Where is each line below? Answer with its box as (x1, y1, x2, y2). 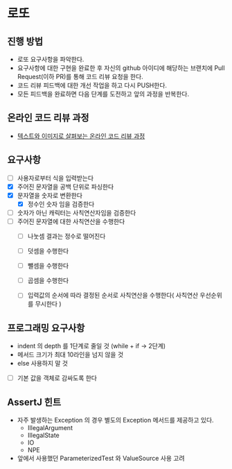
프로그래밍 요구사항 (7, 322, 85, 334)
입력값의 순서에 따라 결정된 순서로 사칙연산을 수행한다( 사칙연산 (27, 291, 199, 300)
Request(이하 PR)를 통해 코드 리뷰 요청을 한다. (17, 73, 143, 80)
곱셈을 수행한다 (27, 276, 69, 284)
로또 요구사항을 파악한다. (17, 56, 84, 63)
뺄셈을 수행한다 (27, 262, 69, 270)
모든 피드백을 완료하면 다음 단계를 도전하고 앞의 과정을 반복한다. (17, 90, 189, 98)
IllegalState (27, 431, 60, 439)
